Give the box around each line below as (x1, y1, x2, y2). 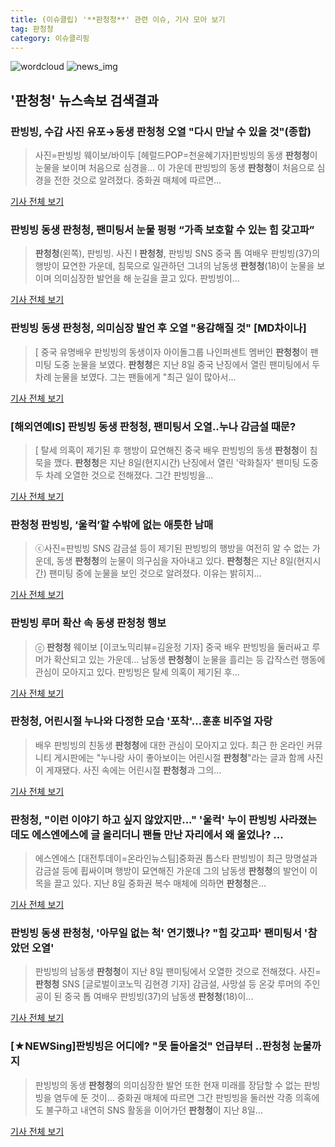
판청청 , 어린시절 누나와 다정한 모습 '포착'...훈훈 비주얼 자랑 (10, 714, 273, 728)
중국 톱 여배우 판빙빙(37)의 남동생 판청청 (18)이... (64, 991, 254, 1003)
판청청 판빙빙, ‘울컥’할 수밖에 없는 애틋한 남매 (10, 517, 214, 531)
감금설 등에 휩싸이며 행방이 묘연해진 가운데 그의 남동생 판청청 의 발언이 (34, 865, 308, 877)
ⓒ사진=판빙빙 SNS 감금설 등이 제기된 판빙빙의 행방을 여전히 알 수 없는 (34, 542, 310, 555)
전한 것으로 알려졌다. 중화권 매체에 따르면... (53, 174, 222, 186)
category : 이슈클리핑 (10, 33, 90, 43)
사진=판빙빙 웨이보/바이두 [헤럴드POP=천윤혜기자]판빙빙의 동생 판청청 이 (34, 149, 318, 161)
